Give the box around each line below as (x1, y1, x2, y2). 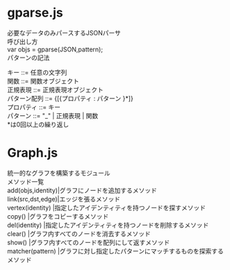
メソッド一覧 (7, 177, 44, 185)
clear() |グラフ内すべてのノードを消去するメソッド (7, 229, 151, 237)
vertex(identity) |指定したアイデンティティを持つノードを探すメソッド (7, 203, 206, 212)
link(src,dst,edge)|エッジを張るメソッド (7, 194, 120, 203)
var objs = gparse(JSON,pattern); (7, 45, 103, 53)
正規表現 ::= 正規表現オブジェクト (7, 85, 104, 94)
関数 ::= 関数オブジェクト (7, 76, 80, 85)
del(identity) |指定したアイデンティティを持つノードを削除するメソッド (7, 221, 209, 229)
